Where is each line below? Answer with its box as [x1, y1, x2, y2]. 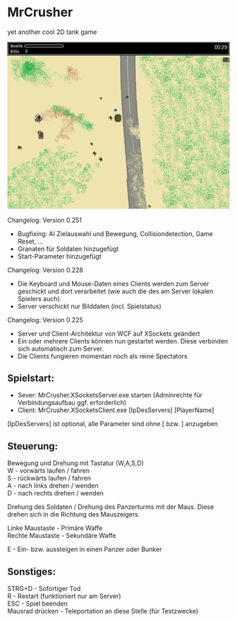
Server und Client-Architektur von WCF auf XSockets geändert [17, 329, 200, 338]
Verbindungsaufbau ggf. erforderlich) [17, 399, 127, 407]
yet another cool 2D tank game [7, 28, 97, 36]
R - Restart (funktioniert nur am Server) [7, 592, 121, 601]
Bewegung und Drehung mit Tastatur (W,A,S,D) [7, 459, 145, 467]
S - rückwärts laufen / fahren [7, 474, 92, 483]
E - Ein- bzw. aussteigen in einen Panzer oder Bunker [7, 545, 162, 553]
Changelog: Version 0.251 [7, 216, 83, 224]
